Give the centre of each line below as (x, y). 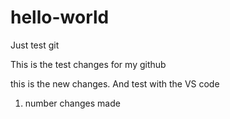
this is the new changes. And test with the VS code (115, 83)
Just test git (35, 45)
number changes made (72, 103)
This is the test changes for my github (88, 64)
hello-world (60, 17)
